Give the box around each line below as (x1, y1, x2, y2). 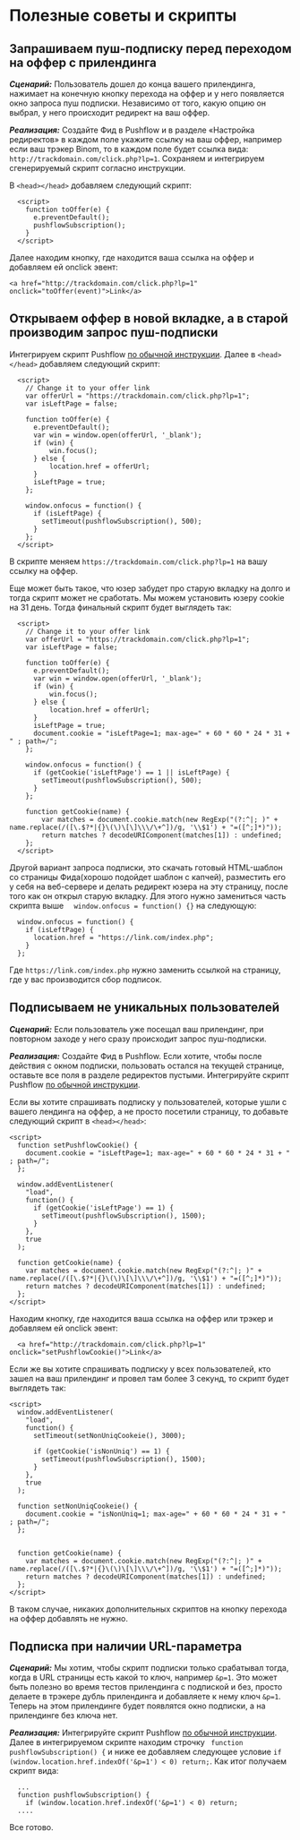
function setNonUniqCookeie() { (17, 1502, 139, 1511)
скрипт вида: (9, 1766, 59, 1776)
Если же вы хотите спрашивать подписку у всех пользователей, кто (9, 1363, 271, 1374)
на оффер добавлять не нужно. (9, 1613, 128, 1623)
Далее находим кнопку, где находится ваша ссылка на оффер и (9, 252, 254, 262)
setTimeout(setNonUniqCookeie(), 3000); (32, 1431, 186, 1440)
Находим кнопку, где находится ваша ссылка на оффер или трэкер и (9, 1313, 274, 1323)
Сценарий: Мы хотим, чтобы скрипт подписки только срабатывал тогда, (9, 1663, 289, 1673)
